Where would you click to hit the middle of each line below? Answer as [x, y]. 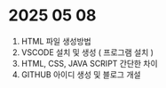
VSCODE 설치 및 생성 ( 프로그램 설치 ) [87, 52]
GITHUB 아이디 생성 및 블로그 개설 [81, 74]
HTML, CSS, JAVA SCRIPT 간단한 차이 [89, 63]
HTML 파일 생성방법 [56, 41]
